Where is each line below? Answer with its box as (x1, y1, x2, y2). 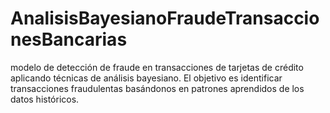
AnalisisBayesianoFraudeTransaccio (10, 7, 320, 30)
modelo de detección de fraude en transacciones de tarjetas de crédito (10, 61, 304, 73)
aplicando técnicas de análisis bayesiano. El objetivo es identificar (10, 72, 283, 84)
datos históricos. (10, 93, 80, 105)
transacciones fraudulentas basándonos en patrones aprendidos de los (10, 82, 305, 94)
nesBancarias (10, 28, 128, 51)
